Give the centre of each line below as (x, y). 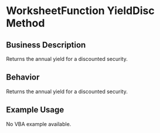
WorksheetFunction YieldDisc (80, 11)
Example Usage (35, 110)
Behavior (23, 77)
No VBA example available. (39, 124)
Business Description (46, 45)
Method (25, 23)
